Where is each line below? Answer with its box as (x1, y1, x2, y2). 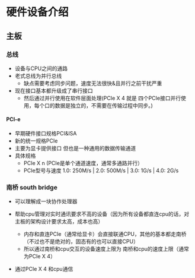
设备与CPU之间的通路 (14, 65, 68, 72)
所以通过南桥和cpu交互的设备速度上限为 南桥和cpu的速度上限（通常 (23, 245, 190, 252)
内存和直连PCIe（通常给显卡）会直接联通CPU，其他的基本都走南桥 (23, 230, 187, 238)
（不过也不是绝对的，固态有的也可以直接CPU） (23, 238, 139, 245)
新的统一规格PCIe (14, 137, 58, 144)
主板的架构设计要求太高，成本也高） (14, 218, 104, 225)
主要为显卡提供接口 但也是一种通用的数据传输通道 (14, 145, 136, 152)
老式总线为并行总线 (14, 72, 62, 79)
